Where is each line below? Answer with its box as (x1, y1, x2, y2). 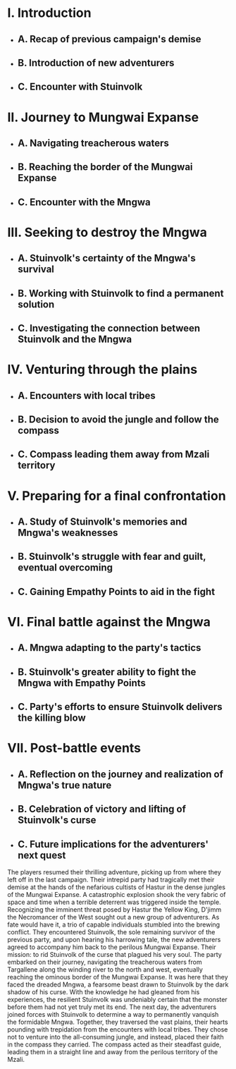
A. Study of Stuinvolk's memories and (17, 516, 187, 528)
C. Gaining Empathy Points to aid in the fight (17, 585, 216, 597)
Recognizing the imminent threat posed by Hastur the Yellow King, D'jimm (7, 905, 222, 914)
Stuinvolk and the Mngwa (17, 334, 132, 346)
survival (17, 263, 55, 276)
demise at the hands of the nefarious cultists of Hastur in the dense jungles (7, 883, 225, 891)
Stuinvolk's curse (17, 814, 97, 826)
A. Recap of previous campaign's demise (17, 33, 202, 45)
